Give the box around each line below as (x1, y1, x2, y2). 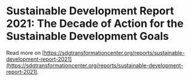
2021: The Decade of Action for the (6, 17, 184, 30)
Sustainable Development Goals (6, 30, 169, 43)
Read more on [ (6, 49, 44, 56)
